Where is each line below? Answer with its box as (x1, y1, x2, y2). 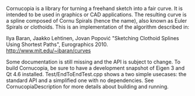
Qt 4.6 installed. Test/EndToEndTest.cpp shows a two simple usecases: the (6, 71, 187, 77)
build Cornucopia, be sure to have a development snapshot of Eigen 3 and (6, 65, 185, 72)
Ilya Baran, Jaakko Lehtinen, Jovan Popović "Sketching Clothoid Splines (6, 35, 179, 41)
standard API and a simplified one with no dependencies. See (6, 77, 154, 84)
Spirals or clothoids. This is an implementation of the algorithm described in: (6, 23, 190, 30)
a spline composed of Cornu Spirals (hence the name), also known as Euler (6, 17, 187, 24)
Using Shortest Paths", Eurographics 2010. (6, 41, 109, 48)
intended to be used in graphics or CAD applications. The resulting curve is (6, 11, 187, 18)
